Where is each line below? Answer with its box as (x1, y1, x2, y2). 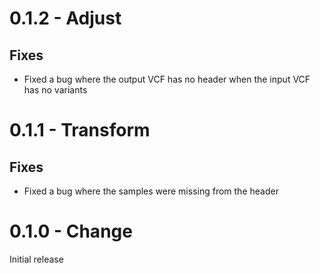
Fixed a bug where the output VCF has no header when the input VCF (23, 73, 311, 85)
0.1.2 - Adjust (9, 7, 122, 30)
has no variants (23, 84, 88, 96)
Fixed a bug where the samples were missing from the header (23, 185, 279, 197)
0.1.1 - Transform (9, 119, 151, 142)
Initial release (9, 253, 64, 265)
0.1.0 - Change (9, 220, 133, 243)
